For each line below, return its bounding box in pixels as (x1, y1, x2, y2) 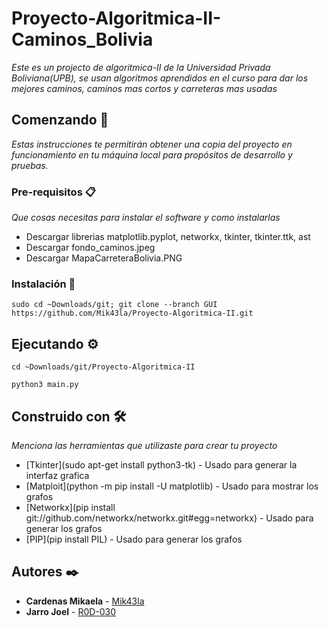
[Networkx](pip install (25, 501, 116, 513)
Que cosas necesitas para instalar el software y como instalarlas (11, 212, 281, 224)
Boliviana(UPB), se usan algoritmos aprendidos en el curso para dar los (11, 72, 309, 84)
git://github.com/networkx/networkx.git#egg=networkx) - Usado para (25, 512, 314, 524)
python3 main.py (11, 380, 79, 390)
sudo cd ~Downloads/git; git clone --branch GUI (11, 300, 218, 310)
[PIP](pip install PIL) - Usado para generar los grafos (25, 533, 243, 545)
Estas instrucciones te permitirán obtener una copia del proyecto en (11, 138, 293, 150)
